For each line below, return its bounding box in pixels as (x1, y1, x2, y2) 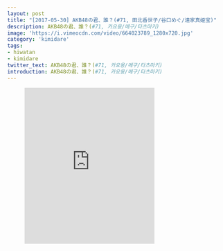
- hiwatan (7, 49, 36, 56)
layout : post (7, 10, 45, 17)
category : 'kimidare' (7, 36, 70, 43)
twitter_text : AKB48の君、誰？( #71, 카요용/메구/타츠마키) (7, 62, 163, 69)
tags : (7, 42, 23, 49)
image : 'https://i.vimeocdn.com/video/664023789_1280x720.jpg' (7, 29, 194, 37)
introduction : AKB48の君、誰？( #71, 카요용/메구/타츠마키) (7, 68, 163, 75)
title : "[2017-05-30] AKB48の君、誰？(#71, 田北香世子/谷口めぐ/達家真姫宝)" (7, 17, 217, 24)
